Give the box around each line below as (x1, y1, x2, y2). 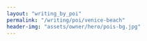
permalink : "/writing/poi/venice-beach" (6, 17, 126, 24)
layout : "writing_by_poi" (6, 10, 82, 17)
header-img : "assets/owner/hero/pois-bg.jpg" (6, 23, 141, 30)
